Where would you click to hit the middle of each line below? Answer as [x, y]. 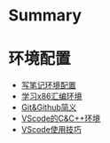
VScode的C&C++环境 [61, 119]
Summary [45, 16]
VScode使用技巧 [51, 130]
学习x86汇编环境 [51, 96]
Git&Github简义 [49, 107]
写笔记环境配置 [48, 85]
